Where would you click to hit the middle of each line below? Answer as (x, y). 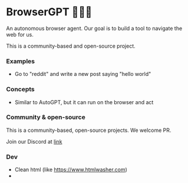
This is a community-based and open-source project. (71, 46)
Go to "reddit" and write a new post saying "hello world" (83, 74)
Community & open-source (46, 117)
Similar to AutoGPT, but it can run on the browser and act (84, 102)
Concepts (21, 89)
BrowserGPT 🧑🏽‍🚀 (49, 12)
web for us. (20, 34)
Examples (21, 61)
